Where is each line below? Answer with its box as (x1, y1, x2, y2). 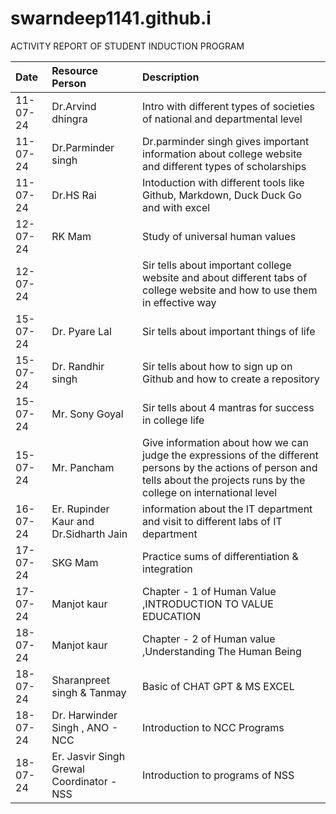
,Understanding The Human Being (142, 644, 302, 658)
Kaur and (51, 514, 95, 528)
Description (142, 70, 200, 84)
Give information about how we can (142, 435, 309, 449)
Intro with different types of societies (142, 99, 315, 113)
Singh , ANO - (51, 720, 119, 734)
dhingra (51, 112, 88, 126)
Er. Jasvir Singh (51, 749, 126, 763)
